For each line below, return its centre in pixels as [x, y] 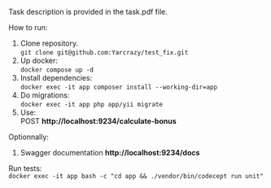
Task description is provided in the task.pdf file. [88, 12]
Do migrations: [45, 95]
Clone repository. [49, 43]
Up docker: [39, 61]
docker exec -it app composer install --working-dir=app [119, 87]
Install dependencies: [56, 78]
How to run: [28, 27]
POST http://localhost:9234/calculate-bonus [98, 121]
